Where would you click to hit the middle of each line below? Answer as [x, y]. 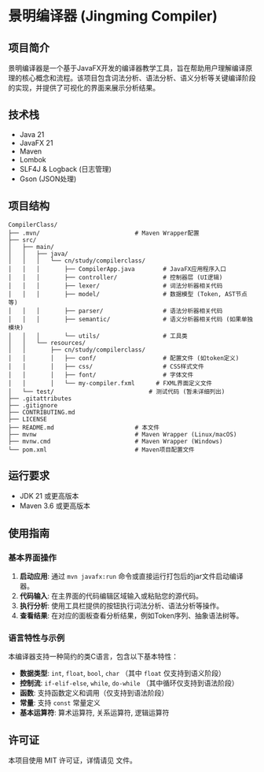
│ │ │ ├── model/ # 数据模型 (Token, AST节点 [128, 294]
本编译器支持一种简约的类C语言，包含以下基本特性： [93, 657]
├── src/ [22, 240]
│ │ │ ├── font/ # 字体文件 [101, 375]
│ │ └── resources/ [47, 343]
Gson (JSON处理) [48, 179]
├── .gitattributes [40, 399]
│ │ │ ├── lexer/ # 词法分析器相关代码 [115, 286]
